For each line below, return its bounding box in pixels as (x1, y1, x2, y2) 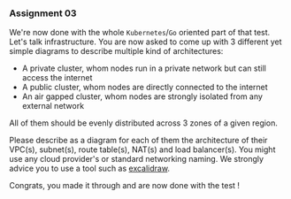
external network (21, 101, 85, 111)
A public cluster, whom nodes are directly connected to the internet (21, 82, 268, 93)
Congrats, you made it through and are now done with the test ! (9, 180, 241, 191)
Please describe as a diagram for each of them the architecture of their (9, 135, 268, 146)
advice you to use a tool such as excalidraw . (9, 163, 171, 174)
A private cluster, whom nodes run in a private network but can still (21, 63, 267, 73)
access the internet (21, 73, 93, 83)
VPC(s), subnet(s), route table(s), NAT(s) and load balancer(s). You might (9, 144, 276, 155)
